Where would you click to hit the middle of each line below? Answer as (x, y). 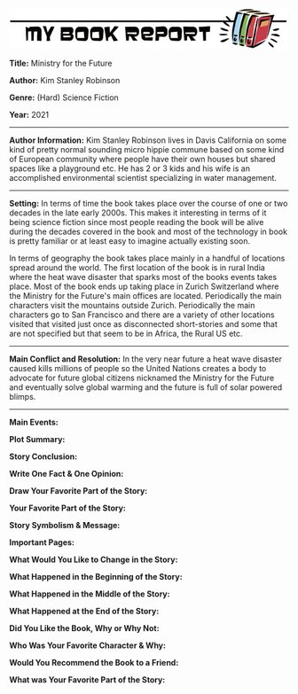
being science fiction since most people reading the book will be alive (137, 222)
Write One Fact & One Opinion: (67, 474)
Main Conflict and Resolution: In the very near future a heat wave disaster (145, 359)
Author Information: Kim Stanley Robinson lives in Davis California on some (148, 140)
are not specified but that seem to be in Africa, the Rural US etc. (126, 334)
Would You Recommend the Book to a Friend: (94, 663)
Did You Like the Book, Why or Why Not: (84, 628)
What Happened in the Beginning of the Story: (96, 577)
